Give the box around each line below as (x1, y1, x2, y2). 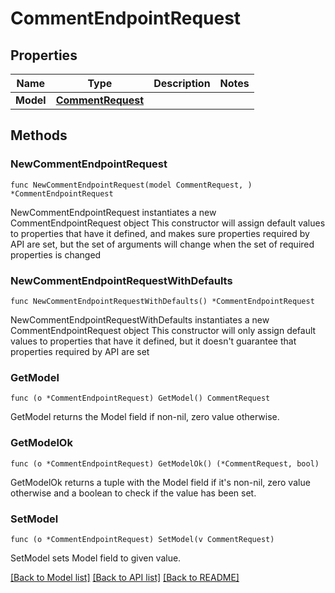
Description (153, 77, 211, 90)
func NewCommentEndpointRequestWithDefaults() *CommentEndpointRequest (10, 296, 315, 306)
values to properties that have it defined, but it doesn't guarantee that (10, 335, 297, 347)
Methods (10, 127, 68, 144)
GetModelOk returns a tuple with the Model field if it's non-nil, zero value (10, 476, 311, 488)
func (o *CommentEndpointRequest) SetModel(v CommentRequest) (10, 534, 275, 544)
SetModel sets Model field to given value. (10, 552, 182, 564)
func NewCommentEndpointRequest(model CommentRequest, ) (10, 180, 253, 190)
